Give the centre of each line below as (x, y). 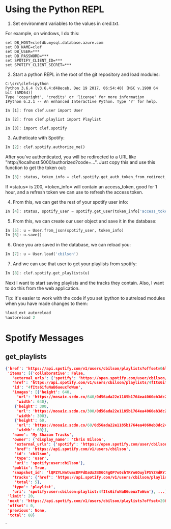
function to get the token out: (36, 168)
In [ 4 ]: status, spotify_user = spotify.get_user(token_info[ (73, 211)
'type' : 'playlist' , (34, 487)
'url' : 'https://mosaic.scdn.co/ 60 (54, 425)
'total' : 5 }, (28, 482)
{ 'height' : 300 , (32, 406)
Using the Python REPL (55, 9)
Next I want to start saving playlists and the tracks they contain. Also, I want (85, 283)
